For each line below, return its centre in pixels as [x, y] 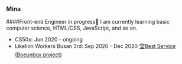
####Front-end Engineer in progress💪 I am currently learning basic [88, 22]
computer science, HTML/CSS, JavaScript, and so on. [72, 28]
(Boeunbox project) [38, 55]
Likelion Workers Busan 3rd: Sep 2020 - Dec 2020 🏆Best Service [95, 46]
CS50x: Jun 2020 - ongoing [49, 40]
